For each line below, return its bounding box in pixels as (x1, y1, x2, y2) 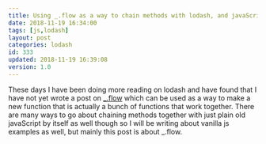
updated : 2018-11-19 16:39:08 (8, 56, 108, 64)
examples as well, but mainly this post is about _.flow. (8, 127, 183, 136)
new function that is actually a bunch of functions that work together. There (8, 101, 255, 111)
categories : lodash (8, 41, 73, 49)
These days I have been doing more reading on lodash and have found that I (8, 85, 257, 94)
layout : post (8, 33, 51, 42)
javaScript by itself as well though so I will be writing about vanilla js (8, 118, 230, 127)
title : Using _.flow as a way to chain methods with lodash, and (8, 11, 228, 20)
